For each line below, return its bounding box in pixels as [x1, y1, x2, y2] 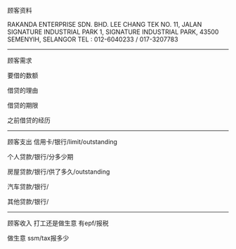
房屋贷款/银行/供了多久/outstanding [7, 167, 110, 176]
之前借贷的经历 [7, 116, 51, 124]
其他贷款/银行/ [7, 198, 49, 205]
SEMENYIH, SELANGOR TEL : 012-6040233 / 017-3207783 [7, 35, 178, 44]
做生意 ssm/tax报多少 [7, 234, 70, 242]
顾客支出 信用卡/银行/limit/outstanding [7, 138, 118, 146]
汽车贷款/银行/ [7, 182, 49, 191]
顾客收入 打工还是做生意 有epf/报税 [7, 219, 109, 227]
